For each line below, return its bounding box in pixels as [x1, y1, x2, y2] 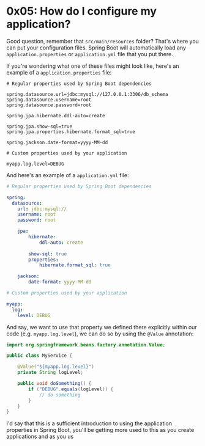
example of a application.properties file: [6, 68, 112, 76]
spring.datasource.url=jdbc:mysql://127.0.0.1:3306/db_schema [6, 91, 168, 97]
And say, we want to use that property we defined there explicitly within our [6, 323, 197, 331]
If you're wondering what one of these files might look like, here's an [6, 62, 179, 70]
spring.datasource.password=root [6, 102, 92, 108]
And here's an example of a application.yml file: [6, 171, 129, 178]
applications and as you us [6, 433, 74, 441]
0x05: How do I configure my [6, 4, 157, 18]
